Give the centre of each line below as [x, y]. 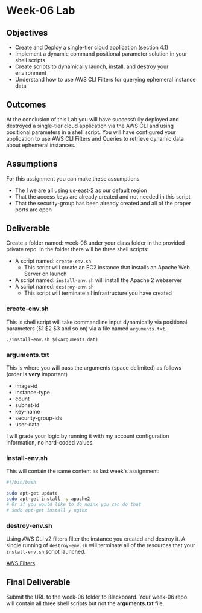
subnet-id [27, 405]
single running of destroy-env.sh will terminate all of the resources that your [101, 545]
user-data [27, 425]
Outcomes [26, 105]
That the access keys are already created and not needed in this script [103, 196]
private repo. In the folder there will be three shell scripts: [77, 249]
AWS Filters [21, 563]
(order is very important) [37, 374]
